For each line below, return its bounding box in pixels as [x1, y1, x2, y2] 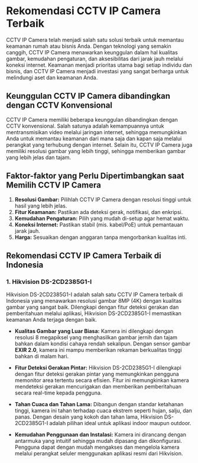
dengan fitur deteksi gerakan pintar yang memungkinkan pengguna [14, 371, 179, 378]
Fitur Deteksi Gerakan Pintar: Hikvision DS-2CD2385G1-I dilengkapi [14, 364, 181, 371]
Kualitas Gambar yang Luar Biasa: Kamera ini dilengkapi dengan [14, 328, 173, 335]
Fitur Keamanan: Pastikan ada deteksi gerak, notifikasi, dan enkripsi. [14, 208, 183, 215]
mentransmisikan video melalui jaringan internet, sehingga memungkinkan [6, 128, 187, 135]
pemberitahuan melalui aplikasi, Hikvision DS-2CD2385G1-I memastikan [6, 310, 182, 317]
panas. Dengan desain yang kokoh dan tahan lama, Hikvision [14, 413, 163, 420]
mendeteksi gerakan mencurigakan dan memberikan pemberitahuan [14, 383, 182, 390]
